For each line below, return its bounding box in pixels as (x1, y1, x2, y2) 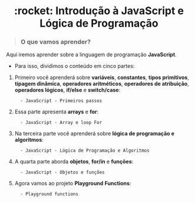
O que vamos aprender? (20, 38, 91, 46)
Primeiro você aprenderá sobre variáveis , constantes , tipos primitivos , (14, 74, 190, 81)
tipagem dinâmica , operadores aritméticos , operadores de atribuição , (14, 80, 190, 87)
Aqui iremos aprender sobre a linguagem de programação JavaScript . (6, 51, 177, 58)
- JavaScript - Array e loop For (20, 120, 103, 126)
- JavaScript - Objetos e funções (20, 169, 105, 175)
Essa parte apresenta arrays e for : (14, 108, 99, 116)
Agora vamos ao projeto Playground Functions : (14, 180, 131, 187)
